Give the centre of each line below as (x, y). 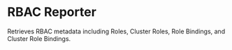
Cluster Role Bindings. (39, 38)
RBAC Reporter (52, 12)
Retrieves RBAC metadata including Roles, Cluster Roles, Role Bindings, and (116, 31)
